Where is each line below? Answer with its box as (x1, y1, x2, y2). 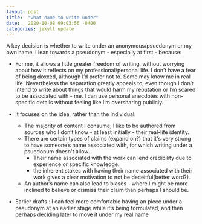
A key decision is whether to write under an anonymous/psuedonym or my (6, 42, 192, 50)
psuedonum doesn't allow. (24, 148, 90, 155)
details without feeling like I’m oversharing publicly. (36, 99, 164, 106)
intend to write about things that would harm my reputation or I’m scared (15, 86, 196, 94)
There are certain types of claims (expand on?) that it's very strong (24, 135, 192, 142)
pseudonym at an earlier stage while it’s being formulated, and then (15, 205, 183, 212)
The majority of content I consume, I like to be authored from (24, 122, 176, 130)
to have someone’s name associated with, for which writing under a (24, 141, 192, 149)
